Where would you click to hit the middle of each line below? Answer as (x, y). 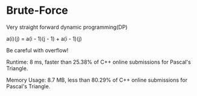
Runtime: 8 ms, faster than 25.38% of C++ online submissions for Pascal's (98, 62)
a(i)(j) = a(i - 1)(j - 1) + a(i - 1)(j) (44, 38)
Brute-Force (37, 10)
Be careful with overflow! (37, 50)
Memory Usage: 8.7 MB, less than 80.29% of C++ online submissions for (97, 80)
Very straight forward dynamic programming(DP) (67, 27)
